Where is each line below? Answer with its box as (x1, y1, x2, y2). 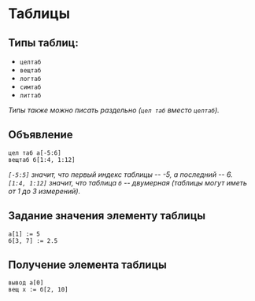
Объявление (8, 128, 73, 141)
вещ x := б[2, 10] (8, 286, 68, 294)
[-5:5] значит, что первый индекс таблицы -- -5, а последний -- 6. (8, 170, 234, 179)
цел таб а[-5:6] (8, 149, 61, 157)
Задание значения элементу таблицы (8, 209, 206, 222)
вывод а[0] (8, 279, 44, 287)
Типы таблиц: (8, 36, 79, 50)
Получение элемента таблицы (8, 259, 167, 272)
